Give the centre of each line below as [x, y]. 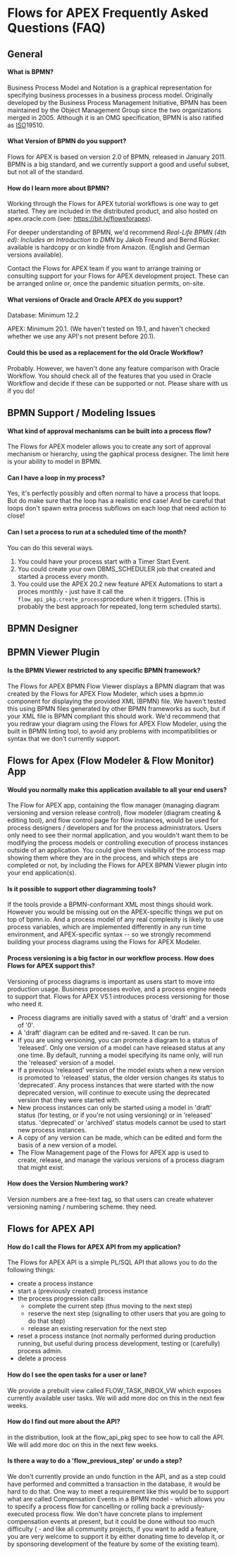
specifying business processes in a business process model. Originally [110, 95]
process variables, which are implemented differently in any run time [107, 927]
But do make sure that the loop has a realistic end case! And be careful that [117, 501]
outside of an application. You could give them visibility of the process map [116, 850]
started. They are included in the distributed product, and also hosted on [113, 211]
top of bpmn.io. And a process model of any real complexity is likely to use [116, 920]
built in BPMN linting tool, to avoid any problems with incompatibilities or [112, 731]
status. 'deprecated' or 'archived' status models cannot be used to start [122, 1122]
